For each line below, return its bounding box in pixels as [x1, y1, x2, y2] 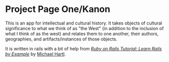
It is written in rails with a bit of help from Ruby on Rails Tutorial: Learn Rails [5, 45, 162, 51]
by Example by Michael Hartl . [5, 51, 66, 57]
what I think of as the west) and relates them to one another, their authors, [5, 30, 159, 36]
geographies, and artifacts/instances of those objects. [5, 36, 118, 42]
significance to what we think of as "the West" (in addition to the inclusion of [5, 25, 164, 31]
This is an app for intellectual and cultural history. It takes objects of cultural [5, 20, 162, 26]
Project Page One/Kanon [5, 3, 111, 15]
